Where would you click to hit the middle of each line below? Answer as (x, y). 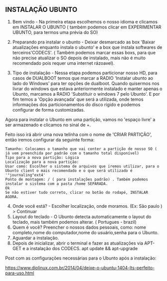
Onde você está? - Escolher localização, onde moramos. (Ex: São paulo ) (87, 206)
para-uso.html (20, 273)
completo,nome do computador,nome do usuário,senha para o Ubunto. (85, 232)
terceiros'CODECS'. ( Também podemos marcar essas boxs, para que (84, 52)
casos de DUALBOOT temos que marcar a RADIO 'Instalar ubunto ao (83, 78)
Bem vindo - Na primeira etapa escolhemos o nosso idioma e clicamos (85, 21)
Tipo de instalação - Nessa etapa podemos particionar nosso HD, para (85, 73)
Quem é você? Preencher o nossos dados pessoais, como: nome (79, 227)
